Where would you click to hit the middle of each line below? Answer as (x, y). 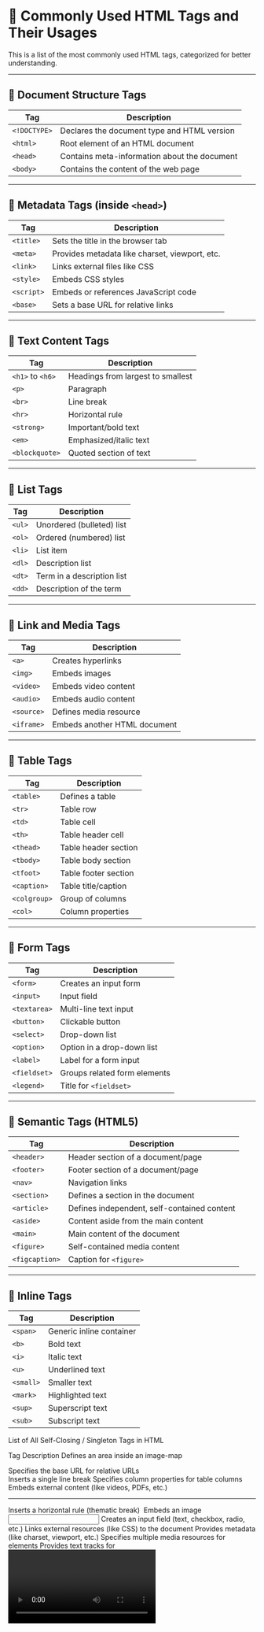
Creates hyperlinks (87, 661)
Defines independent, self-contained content (152, 1208)
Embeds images (82, 674)
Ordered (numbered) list (81, 538)
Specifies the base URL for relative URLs (74, 1471)
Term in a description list (81, 576)
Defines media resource (96, 712)
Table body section (95, 860)
